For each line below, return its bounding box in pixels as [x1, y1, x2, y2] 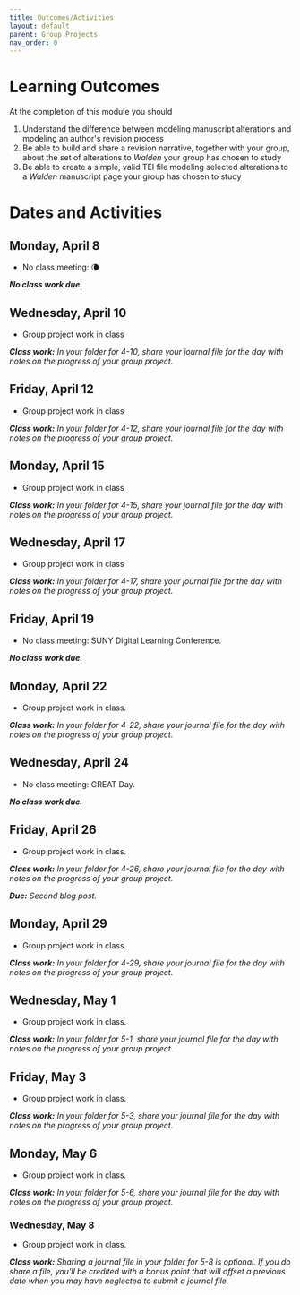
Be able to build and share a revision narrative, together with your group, [21, 142, 290, 153]
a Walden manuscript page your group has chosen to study [21, 171, 242, 182]
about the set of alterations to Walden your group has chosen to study [21, 152, 282, 163]
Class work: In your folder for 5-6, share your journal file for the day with [9, 1187, 280, 1197]
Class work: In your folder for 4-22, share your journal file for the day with [9, 720, 285, 731]
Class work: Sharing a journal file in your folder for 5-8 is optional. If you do [9, 1256, 291, 1267]
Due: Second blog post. [9, 890, 97, 901]
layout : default [9, 21, 70, 30]
